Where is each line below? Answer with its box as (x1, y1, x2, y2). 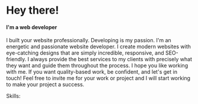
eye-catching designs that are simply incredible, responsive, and (6, 49, 164, 56)
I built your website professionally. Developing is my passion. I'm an (6, 37, 172, 44)
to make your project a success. (6, 81, 85, 88)
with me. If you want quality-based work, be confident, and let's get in (6, 68, 178, 75)
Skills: (6, 93, 21, 100)
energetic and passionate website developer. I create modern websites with (6, 43, 191, 51)
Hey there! (6, 4, 59, 17)
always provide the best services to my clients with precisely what (30, 56, 193, 63)
